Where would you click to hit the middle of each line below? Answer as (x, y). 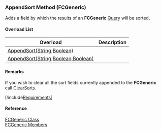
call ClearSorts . (21, 88)
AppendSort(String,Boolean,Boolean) (51, 58)
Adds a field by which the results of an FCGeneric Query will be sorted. (78, 18)
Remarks (15, 72)
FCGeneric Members (26, 125)
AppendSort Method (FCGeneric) (46, 7)
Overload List (19, 29)
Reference (16, 108)
